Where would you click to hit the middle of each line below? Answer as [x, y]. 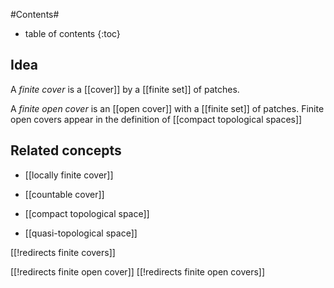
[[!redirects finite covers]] [63, 252]
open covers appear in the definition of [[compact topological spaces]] [156, 119]
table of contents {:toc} [72, 33]
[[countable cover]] [64, 194]
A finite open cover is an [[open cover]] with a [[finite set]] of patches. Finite [167, 108]
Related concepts [66, 150]
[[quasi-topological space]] [81, 233]
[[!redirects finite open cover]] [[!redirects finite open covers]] [138, 271]
